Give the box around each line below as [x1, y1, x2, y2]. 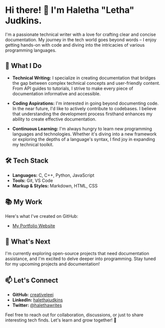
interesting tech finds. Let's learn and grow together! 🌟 [5, 317, 117, 323]
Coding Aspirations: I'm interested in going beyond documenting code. [12, 100, 159, 106]
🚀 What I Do [5, 62, 42, 70]
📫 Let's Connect [5, 276, 58, 284]
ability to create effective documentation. [12, 116, 97, 122]
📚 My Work [5, 197, 43, 206]
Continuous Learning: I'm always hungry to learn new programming [12, 126, 152, 131]
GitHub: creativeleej [12, 292, 54, 297]
